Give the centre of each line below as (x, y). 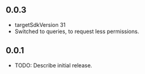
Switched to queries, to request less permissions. (77, 31)
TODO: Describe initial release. (53, 65)
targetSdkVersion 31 (40, 24)
